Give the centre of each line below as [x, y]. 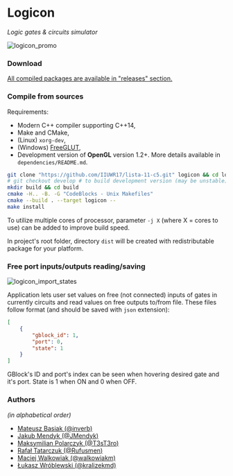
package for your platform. [45, 248]
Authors [21, 400]
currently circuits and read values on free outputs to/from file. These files [112, 303]
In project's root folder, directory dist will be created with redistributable [111, 241]
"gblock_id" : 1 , [55, 335]
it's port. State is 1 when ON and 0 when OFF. [72, 382]
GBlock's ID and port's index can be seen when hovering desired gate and [113, 374]
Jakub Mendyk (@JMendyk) [58, 436]
